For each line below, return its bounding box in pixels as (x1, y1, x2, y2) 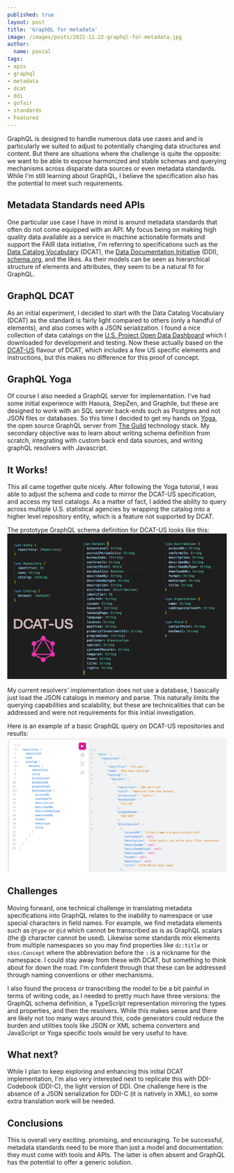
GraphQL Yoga (7, 373, 72, 385)
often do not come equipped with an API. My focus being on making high (7, 225, 217, 233)
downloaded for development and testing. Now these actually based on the (7, 338, 224, 347)
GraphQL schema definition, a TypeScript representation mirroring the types (7, 999, 226, 1007)
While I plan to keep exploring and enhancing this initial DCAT (7, 1068, 184, 1076)
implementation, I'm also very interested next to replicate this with (7, 1074, 196, 1083)
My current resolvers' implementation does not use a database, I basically (7, 686, 219, 694)
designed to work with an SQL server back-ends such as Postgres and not (7, 407, 221, 415)
